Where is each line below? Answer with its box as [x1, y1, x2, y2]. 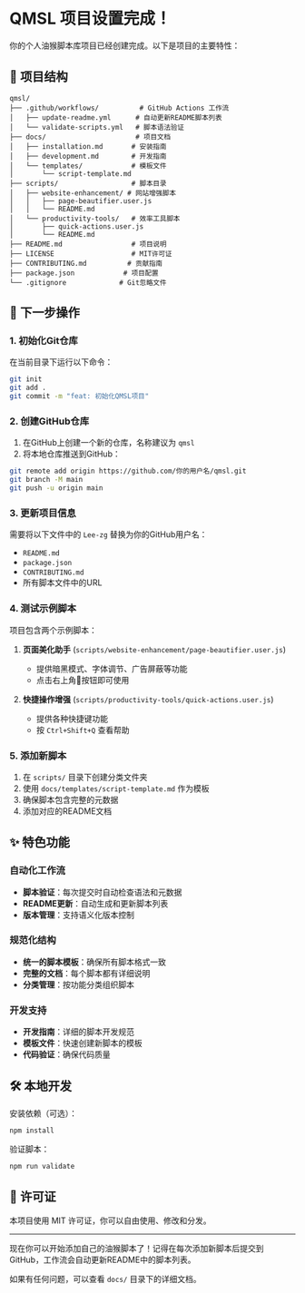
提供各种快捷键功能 [35, 713, 109, 724]
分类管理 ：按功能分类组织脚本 [22, 979, 134, 990]
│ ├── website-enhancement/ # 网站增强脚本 [9, 188, 177, 198]
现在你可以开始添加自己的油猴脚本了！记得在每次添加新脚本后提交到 [9, 1242, 264, 1253]
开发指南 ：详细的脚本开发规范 [22, 1026, 134, 1037]
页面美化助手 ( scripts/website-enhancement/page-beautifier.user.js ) [22, 643, 287, 654]
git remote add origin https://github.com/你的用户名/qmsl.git [9, 466, 247, 476]
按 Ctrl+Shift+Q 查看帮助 [35, 724, 130, 735]
